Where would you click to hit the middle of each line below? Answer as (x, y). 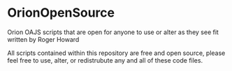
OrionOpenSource (61, 13)
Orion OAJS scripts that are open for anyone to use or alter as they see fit (113, 32)
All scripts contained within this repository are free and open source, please (116, 53)
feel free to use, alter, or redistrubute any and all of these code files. (105, 60)
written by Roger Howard (43, 39)
